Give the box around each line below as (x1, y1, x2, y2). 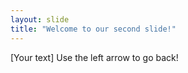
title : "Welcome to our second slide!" (10, 24, 177, 34)
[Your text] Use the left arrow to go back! (10, 51, 179, 63)
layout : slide (10, 14, 70, 25)
